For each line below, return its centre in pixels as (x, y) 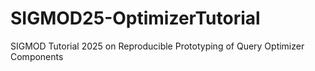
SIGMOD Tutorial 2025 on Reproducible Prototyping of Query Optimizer (157, 46)
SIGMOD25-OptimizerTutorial (135, 18)
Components (37, 56)
